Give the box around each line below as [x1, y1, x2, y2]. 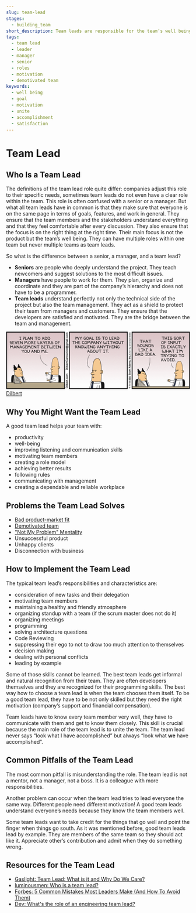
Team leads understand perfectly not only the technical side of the [14, 295, 176, 302]
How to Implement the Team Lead [6, 564, 131, 574]
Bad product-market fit [14, 516, 70, 523]
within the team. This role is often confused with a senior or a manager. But [6, 198, 187, 205]
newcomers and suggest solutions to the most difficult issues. [14, 270, 164, 278]
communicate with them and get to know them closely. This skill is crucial [6, 719, 183, 726]
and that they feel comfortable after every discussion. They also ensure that [6, 223, 188, 230]
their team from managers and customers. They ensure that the [14, 307, 167, 314]
